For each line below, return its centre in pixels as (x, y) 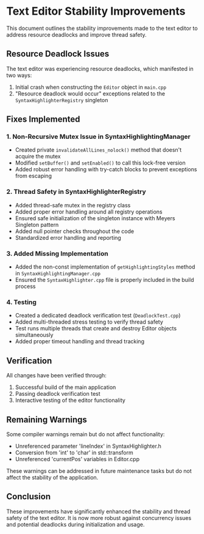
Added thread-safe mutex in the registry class (73, 205)
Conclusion (29, 497)
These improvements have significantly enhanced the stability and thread (98, 511)
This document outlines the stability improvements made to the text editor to (102, 28)
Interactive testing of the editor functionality (70, 400)
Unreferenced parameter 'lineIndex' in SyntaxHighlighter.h (88, 446)
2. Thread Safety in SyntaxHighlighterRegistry (76, 192)
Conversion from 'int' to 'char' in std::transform (74, 452)
